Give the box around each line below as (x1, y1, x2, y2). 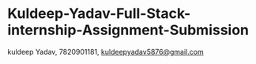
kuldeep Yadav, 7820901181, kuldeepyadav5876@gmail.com (7, 47, 204, 56)
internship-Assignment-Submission (7, 21, 250, 39)
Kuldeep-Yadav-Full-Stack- (7, 5, 191, 23)
